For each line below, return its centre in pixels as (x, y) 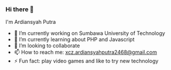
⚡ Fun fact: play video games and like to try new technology (86, 61)
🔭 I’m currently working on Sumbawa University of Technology (89, 33)
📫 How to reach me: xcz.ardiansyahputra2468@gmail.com (85, 52)
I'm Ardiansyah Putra (31, 22)
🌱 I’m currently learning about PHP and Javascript (74, 40)
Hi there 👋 (20, 9)
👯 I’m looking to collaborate (47, 45)
